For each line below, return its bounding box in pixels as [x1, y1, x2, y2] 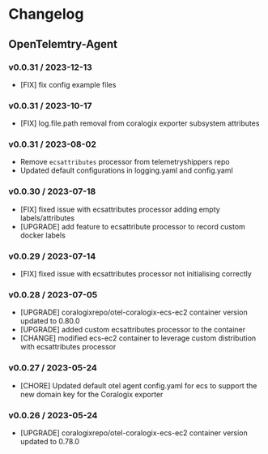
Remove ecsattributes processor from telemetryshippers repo [19, 157, 230, 167]
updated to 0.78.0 [19, 436, 79, 446]
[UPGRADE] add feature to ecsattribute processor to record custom [19, 221, 245, 231]
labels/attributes [19, 212, 75, 223]
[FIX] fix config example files [19, 79, 117, 89]
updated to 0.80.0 [19, 316, 80, 326]
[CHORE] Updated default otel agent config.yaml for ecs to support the [19, 380, 257, 390]
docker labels [19, 230, 66, 240]
